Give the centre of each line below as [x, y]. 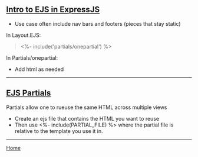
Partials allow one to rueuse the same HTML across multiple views [87, 107]
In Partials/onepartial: [32, 57]
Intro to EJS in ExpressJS [53, 10]
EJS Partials [29, 93]
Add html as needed [39, 69]
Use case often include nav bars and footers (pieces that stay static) [98, 23]
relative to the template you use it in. [59, 131]
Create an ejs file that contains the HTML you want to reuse [87, 118]
